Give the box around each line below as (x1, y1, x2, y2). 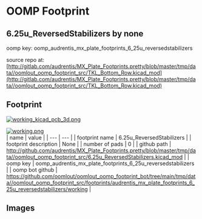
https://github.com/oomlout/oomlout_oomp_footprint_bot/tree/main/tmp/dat (6, 172, 196, 180)
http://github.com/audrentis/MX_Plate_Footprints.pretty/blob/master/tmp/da (6, 147, 196, 154)
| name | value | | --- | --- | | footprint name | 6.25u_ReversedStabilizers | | (6, 133, 192, 141)
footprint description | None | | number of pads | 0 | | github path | (6, 140, 172, 147)
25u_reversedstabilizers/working (6, 185, 88, 192)
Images (6, 203, 35, 214)
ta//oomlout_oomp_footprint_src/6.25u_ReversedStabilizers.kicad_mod (6, 153, 183, 160)
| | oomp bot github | (6, 166, 58, 174)
